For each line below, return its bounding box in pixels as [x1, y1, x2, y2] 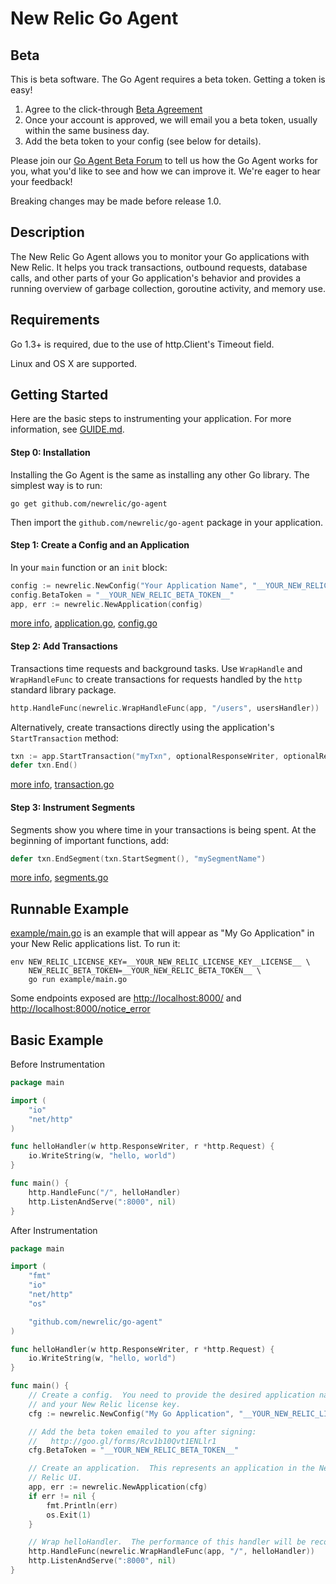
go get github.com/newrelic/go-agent [10, 498, 168, 509]
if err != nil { [28, 1491, 97, 1501]
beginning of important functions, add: [10, 834, 170, 846]
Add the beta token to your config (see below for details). [24, 135, 262, 147]
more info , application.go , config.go [10, 617, 158, 629]
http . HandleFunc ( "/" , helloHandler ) [28, 1187, 182, 1197]
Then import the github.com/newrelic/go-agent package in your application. [10, 516, 323, 528]
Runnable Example [10, 900, 130, 917]
